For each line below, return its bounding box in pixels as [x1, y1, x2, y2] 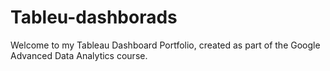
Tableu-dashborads [10, 6, 178, 29]
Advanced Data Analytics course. [10, 49, 148, 61]
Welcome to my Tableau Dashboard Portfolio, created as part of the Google [10, 39, 321, 51]
